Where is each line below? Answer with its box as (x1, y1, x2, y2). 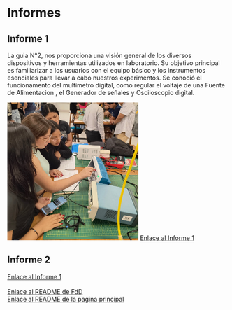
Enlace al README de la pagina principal (7, 295, 124, 303)
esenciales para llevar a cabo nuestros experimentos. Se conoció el (7, 73, 202, 82)
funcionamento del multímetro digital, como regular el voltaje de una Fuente (7, 81, 226, 89)
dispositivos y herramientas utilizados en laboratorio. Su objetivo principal (7, 59, 220, 67)
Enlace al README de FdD (7, 287, 83, 295)
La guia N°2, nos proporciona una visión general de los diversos (7, 51, 192, 59)
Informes (7, 5, 61, 21)
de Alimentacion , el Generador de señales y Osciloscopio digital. (7, 89, 195, 97)
